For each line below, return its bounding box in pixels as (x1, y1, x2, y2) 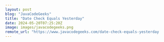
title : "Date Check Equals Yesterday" (5, 16, 84, 21)
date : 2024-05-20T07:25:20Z (5, 20, 63, 26)
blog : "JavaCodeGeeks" (5, 12, 52, 16)
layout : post (5, 7, 32, 12)
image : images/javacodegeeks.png (5, 25, 74, 30)
